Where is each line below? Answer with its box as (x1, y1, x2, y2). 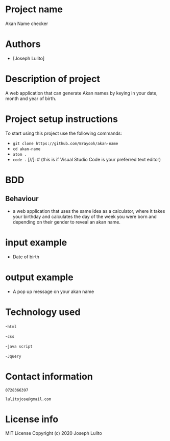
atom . (12, 152, 27, 157)
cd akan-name (12, 146, 41, 152)
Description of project (5, 73, 101, 85)
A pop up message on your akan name (12, 288, 94, 295)
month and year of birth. (5, 95, 57, 102)
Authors (5, 38, 41, 50)
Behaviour (5, 194, 39, 203)
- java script (5, 343, 33, 349)
